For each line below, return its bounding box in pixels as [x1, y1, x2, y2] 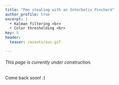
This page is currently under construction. [5, 59, 92, 65]
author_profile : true [5, 12, 50, 17]
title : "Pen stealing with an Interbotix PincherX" [5, 7, 115, 12]
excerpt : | [5, 16, 28, 21]
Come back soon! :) [5, 75, 46, 81]
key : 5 [5, 30, 19, 35]
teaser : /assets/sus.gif [9, 40, 61, 45]
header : [5, 35, 21, 40]
